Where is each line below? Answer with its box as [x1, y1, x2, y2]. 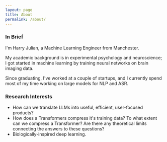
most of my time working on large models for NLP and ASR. [5, 80, 128, 86]
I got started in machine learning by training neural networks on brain [5, 60, 149, 66]
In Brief [5, 33, 24, 40]
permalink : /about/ [5, 17, 46, 22]
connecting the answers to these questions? [12, 125, 105, 131]
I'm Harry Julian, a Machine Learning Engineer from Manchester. [5, 45, 139, 51]
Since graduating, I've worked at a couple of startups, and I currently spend [5, 75, 162, 81]
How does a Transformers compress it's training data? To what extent [12, 115, 157, 121]
